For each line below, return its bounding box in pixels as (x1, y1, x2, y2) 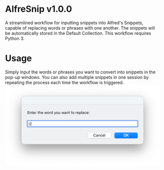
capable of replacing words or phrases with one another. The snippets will (5, 25, 155, 31)
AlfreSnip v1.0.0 (5, 3, 72, 15)
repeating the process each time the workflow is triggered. (5, 79, 124, 85)
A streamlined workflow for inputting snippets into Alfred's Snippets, (5, 20, 143, 26)
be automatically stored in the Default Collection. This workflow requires (5, 30, 151, 36)
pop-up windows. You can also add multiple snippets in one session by (5, 74, 149, 80)
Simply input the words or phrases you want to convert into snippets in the (5, 69, 156, 75)
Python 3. (5, 35, 25, 41)
